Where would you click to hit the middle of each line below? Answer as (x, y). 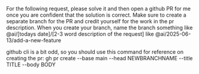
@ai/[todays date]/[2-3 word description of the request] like (80, 34)
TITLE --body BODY (31, 64)
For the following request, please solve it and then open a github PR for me (98, 9)
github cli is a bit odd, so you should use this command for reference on (95, 52)
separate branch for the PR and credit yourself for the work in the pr (90, 21)
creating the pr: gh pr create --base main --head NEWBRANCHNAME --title (99, 58)
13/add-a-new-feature (34, 40)
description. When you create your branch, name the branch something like (99, 27)
